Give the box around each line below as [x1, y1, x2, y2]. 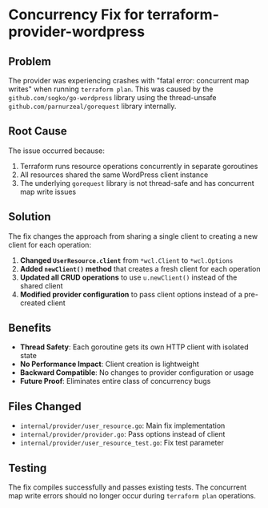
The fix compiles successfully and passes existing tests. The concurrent [8, 482, 246, 492]
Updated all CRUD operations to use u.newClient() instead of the [19, 272, 238, 282]
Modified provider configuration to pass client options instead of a [19, 289, 242, 299]
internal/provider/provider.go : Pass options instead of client [19, 429, 226, 439]
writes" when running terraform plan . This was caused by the [8, 84, 214, 94]
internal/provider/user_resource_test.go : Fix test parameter [19, 438, 224, 448]
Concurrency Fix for [8, 6, 145, 24]
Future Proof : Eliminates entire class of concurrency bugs [19, 377, 211, 386]
